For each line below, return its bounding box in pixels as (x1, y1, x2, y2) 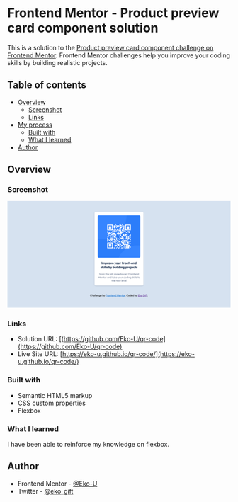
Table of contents (7, 79, 86, 91)
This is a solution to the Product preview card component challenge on (7, 43, 214, 52)
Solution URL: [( (17, 335, 64, 343)
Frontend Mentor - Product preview (7, 5, 220, 21)
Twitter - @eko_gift (17, 486, 74, 495)
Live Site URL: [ (17, 350, 63, 358)
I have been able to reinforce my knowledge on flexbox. (7, 440, 170, 448)
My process (17, 120, 53, 129)
